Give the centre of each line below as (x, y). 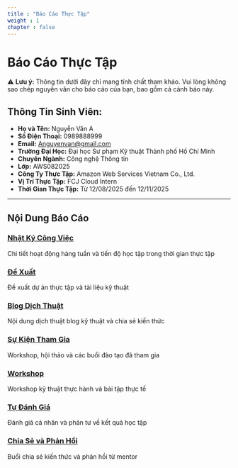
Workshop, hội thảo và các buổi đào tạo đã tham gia (84, 355)
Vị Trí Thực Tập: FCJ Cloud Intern (67, 182)
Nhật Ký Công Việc (41, 238)
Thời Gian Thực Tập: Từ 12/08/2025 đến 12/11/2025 (93, 189)
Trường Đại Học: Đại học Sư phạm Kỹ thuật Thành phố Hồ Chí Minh (116, 151)
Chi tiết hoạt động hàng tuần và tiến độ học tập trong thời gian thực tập (111, 253)
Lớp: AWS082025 (44, 167)
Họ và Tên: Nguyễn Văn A (55, 129)
